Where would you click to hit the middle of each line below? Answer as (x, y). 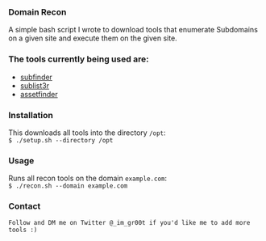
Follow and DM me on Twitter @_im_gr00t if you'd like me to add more (129, 223)
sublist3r (35, 85)
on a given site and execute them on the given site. (93, 38)
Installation (31, 115)
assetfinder (39, 94)
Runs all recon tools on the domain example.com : (88, 178)
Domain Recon (37, 12)
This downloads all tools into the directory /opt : (87, 133)
